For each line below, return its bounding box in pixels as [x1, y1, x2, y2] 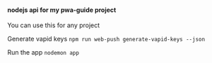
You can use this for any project [7, 21, 100, 29]
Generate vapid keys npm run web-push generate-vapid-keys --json [7, 35, 206, 43]
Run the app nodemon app [7, 48, 80, 57]
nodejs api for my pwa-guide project [7, 6, 117, 14]
